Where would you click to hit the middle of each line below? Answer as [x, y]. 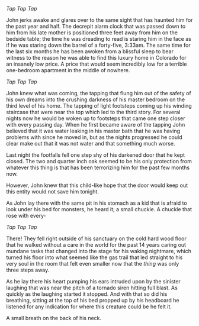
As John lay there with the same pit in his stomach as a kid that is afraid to [97, 203]
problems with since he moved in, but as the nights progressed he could [94, 137]
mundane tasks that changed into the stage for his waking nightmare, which [99, 251]
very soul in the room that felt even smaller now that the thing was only [93, 264]
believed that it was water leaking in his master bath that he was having [93, 131]
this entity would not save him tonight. [53, 191]
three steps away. [28, 270]
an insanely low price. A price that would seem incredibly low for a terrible [97, 64]
